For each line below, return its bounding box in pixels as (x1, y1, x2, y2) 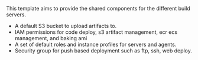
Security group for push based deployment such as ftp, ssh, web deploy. (14, 47, 192, 54)
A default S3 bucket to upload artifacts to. (14, 23, 117, 29)
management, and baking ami (14, 35, 87, 41)
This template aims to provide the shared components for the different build (6, 5, 190, 12)
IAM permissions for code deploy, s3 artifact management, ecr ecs (14, 29, 178, 36)
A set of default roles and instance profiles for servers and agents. (14, 41, 177, 48)
